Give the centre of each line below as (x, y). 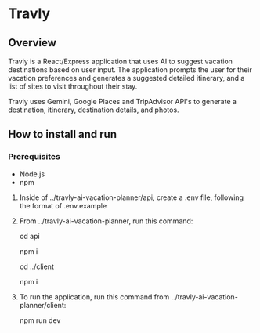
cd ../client (37, 266)
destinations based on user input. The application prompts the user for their (130, 70)
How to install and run (63, 134)
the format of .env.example (63, 205)
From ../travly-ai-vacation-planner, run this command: (106, 221)
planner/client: (43, 305)
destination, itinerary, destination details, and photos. (94, 110)
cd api (30, 236)
